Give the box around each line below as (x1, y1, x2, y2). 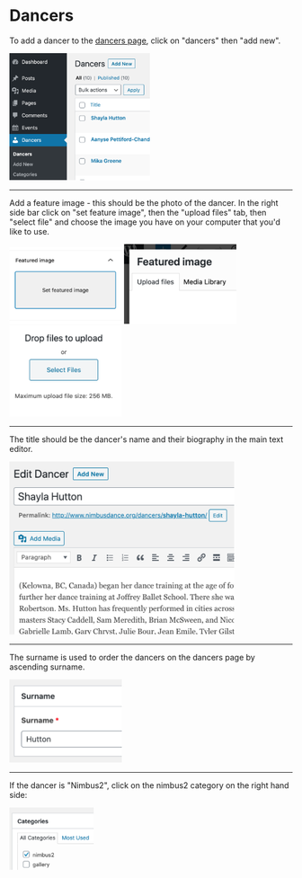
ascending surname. (9, 661, 85, 672)
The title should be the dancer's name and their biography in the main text (9, 434, 284, 445)
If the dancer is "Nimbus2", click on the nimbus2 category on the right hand (9, 780, 289, 791)
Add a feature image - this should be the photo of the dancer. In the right (9, 197, 279, 208)
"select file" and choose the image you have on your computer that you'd (9, 217, 281, 227)
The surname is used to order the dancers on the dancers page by (9, 652, 256, 662)
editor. (9, 444, 33, 455)
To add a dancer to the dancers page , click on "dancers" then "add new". (9, 35, 281, 46)
